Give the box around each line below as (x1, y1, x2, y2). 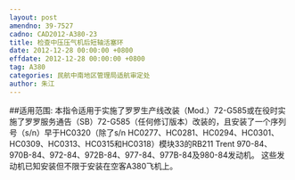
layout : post (9, 12, 58, 22)
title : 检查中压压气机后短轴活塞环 (9, 37, 124, 47)
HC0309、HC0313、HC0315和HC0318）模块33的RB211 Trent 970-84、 (9, 138, 273, 149)
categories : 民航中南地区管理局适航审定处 (9, 71, 151, 80)
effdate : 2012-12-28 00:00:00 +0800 (9, 54, 145, 63)
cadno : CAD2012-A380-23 (9, 29, 98, 38)
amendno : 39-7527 (9, 21, 74, 30)
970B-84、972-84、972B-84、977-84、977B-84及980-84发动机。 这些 (9, 149, 278, 160)
